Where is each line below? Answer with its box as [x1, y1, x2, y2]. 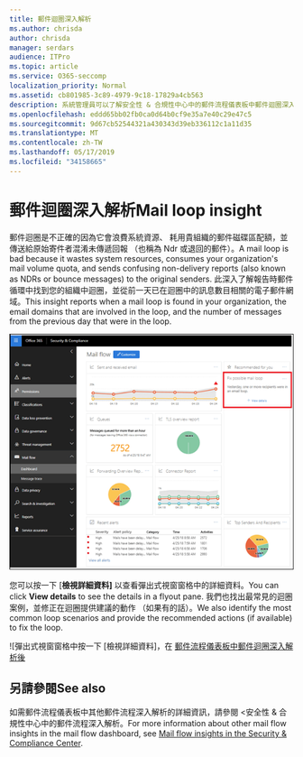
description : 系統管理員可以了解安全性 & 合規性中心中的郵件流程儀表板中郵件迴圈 [9, 100, 282, 109]
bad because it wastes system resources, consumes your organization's [9, 253, 279, 263]
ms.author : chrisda [9, 23, 83, 33]
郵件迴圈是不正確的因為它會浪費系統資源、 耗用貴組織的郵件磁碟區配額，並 [9, 231, 289, 243]
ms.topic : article [9, 62, 78, 71]
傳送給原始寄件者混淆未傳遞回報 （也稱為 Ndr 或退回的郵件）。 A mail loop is [9, 243, 289, 254]
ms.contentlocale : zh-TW [9, 138, 103, 148]
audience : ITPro [9, 52, 70, 62]
